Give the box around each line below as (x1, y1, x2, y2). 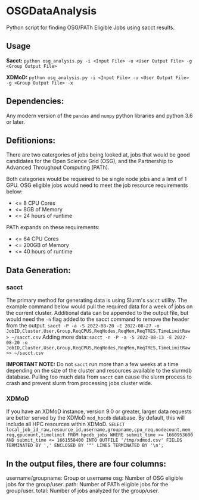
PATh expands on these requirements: (6, 224, 100, 231)
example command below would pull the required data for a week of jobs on (6, 303, 193, 310)
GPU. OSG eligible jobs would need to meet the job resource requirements (6, 182, 188, 189)
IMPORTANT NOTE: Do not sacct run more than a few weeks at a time (6, 361, 179, 368)
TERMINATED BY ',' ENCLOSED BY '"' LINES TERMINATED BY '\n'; (6, 442, 164, 449)
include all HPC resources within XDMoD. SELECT (6, 421, 125, 428)
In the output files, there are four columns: (6, 458, 167, 468)
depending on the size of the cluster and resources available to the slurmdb (6, 367, 192, 374)
